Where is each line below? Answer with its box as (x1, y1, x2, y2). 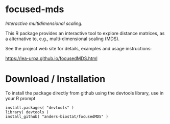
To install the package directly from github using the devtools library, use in (5, 90, 164, 96)
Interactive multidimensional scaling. (5, 20, 83, 26)
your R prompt (5, 95, 36, 101)
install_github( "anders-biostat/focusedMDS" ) (5, 114, 109, 119)
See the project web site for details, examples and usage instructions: (5, 45, 152, 51)
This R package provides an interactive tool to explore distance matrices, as (5, 30, 165, 36)
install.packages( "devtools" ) (5, 105, 74, 110)
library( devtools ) (5, 109, 50, 115)
